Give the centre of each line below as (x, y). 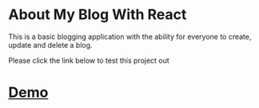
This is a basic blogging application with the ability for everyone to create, (130, 37)
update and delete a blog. (51, 44)
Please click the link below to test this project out (89, 60)
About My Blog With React (98, 15)
